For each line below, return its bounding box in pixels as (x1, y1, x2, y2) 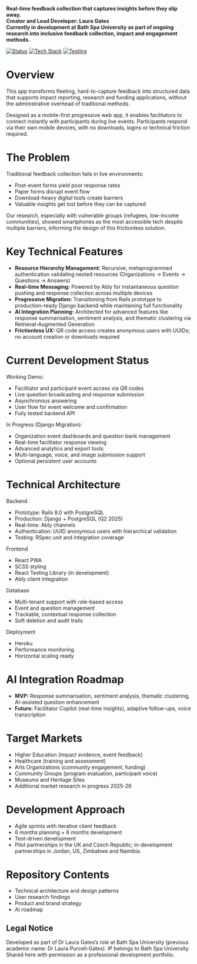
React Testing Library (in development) (14, 569, 109, 576)
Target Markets (6, 732, 83, 745)
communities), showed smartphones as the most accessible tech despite (6, 218, 183, 225)
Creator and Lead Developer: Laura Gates (6, 18, 109, 24)
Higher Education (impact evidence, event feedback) (14, 751, 143, 758)
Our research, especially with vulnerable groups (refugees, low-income (6, 212, 179, 219)
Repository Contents (6, 868, 110, 881)
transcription (14, 711, 46, 718)
